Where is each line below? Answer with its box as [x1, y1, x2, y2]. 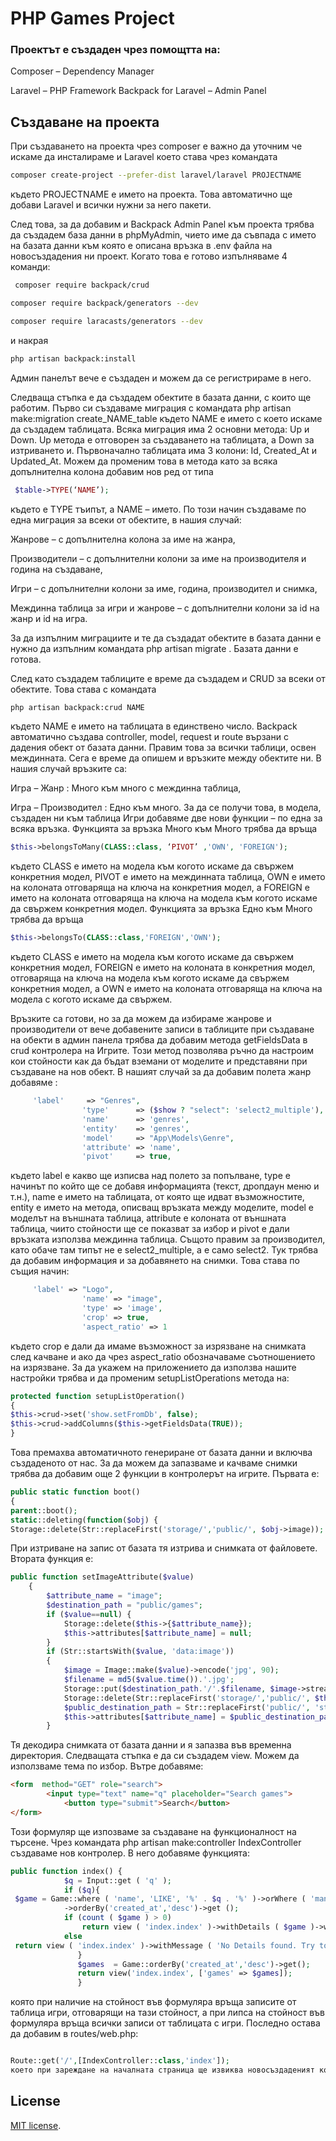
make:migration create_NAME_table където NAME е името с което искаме [10, 412, 323, 424]
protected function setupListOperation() [10, 1391, 186, 1401]
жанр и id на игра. [10, 612, 88, 624]
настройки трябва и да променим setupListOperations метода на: [10, 1372, 290, 1384]
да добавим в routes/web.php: [10, 2028, 139, 2040]
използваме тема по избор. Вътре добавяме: [10, 1760, 204, 1772]
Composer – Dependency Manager [10, 65, 155, 77]
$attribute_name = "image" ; [46, 1591, 163, 1601]
